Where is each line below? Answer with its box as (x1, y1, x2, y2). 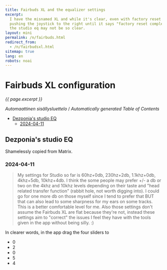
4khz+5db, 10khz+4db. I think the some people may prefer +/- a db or (17, 177, 162, 183)
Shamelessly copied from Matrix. (5, 148, 73, 154)
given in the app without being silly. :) (17, 220, 94, 226)
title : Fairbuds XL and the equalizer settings (5, 7, 106, 12)
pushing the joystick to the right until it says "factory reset (9, 21, 148, 26)
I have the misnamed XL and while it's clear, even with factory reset (9, 16, 162, 21)
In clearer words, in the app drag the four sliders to (5, 230, 109, 236)
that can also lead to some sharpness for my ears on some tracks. (17, 199, 153, 205)
